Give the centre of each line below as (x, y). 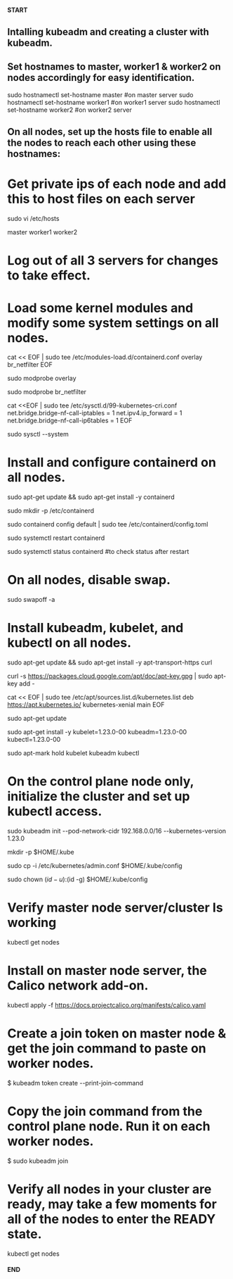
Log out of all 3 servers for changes (113, 261)
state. (25, 1234)
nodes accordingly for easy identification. (101, 78)
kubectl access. (55, 811)
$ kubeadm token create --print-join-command (75, 1083)
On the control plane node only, (101, 782)
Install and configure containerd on (112, 463)
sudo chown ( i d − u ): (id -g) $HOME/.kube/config (78, 879)
